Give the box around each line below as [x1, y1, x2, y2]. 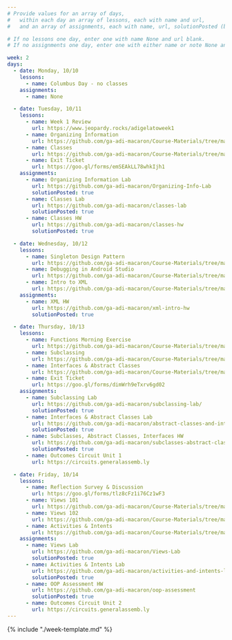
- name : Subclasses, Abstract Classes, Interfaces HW [25, 433, 184, 440]
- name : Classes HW [25, 215, 81, 222]
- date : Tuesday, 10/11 [13, 105, 81, 113]
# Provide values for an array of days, [7, 10, 126, 17]
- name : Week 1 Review [25, 118, 91, 125]
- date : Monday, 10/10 [13, 67, 79, 74]
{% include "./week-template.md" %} [7, 625, 113, 633]
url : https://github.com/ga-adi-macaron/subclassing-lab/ [32, 401, 202, 408]
